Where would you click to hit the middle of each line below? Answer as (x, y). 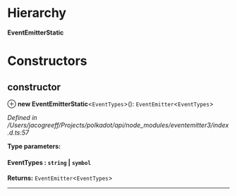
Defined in (22, 117)
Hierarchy (37, 13)
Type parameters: (34, 146)
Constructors (47, 61)
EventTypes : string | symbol (49, 162)
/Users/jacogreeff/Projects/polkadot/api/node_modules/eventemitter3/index (118, 125)
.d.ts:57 (18, 133)
